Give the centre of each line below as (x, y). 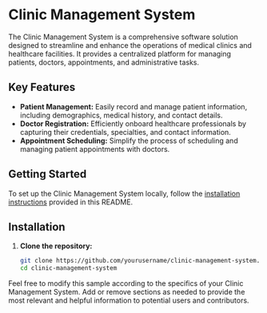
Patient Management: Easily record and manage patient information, (133, 106)
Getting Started (48, 174)
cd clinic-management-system (68, 268)
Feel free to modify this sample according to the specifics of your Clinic (126, 283)
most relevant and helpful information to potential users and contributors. (129, 300)
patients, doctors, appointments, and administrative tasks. (104, 62)
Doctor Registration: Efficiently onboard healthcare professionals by (133, 123)
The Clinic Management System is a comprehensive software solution (123, 37)
